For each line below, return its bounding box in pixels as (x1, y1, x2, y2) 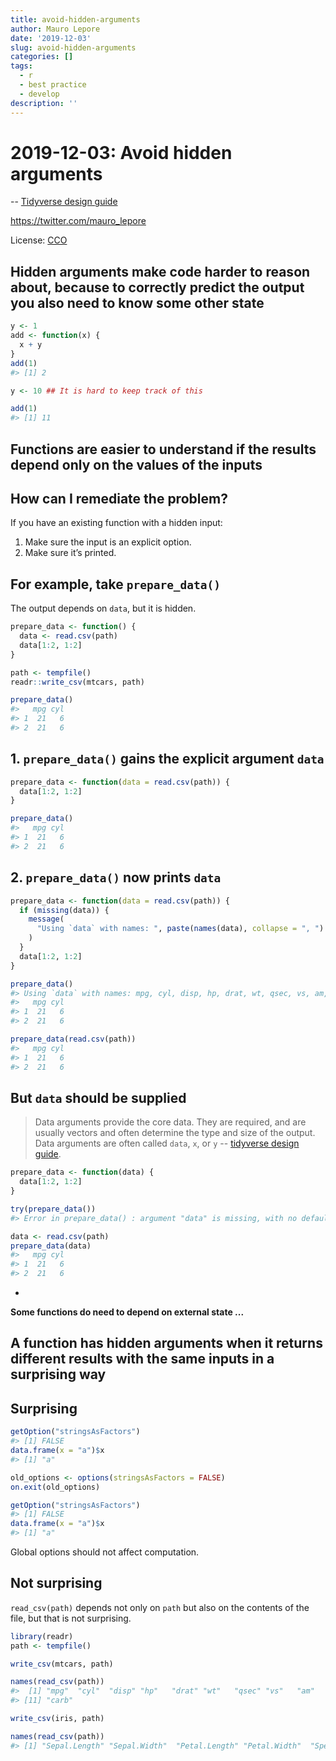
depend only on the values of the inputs (10, 456, 263, 473)
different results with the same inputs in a (10, 1351, 275, 1368)
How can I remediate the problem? (10, 490, 228, 507)
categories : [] (10, 52, 74, 62)
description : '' (10, 98, 78, 108)
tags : (10, 61, 33, 71)
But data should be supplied (10, 1089, 187, 1106)
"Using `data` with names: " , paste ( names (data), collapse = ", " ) (36, 924, 325, 934)
